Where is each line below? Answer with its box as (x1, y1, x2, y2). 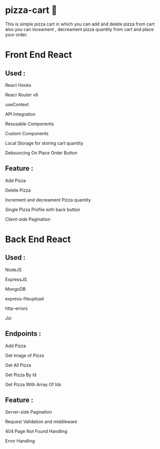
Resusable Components (5, 121, 54, 127)
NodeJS (5, 266, 22, 272)
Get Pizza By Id (5, 372, 37, 378)
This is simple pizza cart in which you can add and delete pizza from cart (5, 21, 155, 27)
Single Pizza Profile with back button (5, 207, 80, 213)
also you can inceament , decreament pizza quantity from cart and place (5, 26, 154, 32)
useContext (5, 101, 29, 107)
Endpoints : (5, 329, 41, 338)
